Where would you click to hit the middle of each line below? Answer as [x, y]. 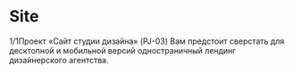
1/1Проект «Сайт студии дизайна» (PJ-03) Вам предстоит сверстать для [147, 41]
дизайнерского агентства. [59, 60]
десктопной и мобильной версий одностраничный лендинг [123, 50]
